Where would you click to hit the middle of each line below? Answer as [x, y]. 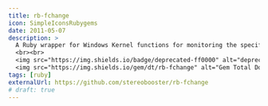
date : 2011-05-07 [37, 30]
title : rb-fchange [39, 16]
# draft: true [32, 90]
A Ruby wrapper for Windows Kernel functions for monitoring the [126, 45]
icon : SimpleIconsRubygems [53, 23]
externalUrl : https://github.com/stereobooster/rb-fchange [108, 82]
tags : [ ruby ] [30, 75]
